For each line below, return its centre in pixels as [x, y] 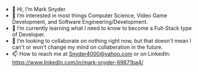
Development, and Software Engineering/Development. [80, 22]
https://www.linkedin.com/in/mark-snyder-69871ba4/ [77, 62]
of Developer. [29, 35]
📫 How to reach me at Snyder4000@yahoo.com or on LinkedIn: [91, 54]
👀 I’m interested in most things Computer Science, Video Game [89, 15]
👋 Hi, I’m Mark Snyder [39, 9]
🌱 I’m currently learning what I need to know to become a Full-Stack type [102, 28]
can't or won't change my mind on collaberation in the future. [87, 47]
